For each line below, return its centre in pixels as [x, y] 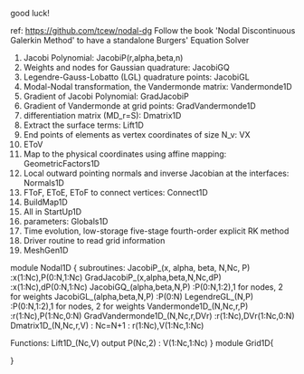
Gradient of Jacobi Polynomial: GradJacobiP [106, 96]
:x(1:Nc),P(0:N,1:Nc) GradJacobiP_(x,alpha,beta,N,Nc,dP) [116, 277]
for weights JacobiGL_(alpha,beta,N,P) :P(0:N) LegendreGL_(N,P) [132, 297]
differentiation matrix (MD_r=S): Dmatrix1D [102, 115]
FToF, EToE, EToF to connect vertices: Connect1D [116, 192]
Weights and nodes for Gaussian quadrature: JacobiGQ [126, 67]
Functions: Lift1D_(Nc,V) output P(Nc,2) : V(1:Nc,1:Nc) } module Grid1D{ [142, 343]
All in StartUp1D [52, 211]
